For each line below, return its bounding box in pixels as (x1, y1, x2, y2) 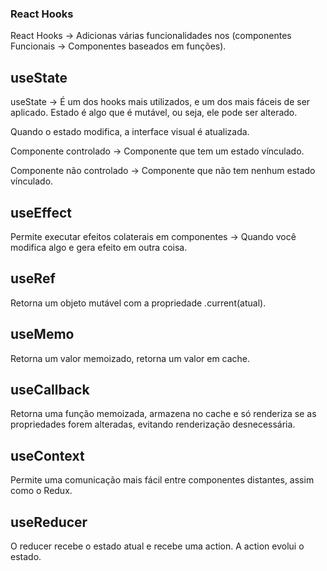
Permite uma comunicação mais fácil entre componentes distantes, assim (10, 474, 315, 486)
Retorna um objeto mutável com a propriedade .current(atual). (10, 297, 267, 309)
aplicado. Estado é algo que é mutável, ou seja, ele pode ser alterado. (10, 107, 298, 119)
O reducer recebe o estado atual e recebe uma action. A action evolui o (10, 540, 305, 552)
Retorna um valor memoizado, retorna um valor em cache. (10, 352, 251, 364)
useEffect (10, 204, 73, 221)
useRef (10, 270, 56, 287)
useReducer (10, 513, 88, 531)
